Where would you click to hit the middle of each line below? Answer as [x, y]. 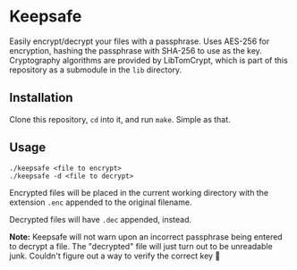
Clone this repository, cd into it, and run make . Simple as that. [120, 119]
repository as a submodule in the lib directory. [96, 70]
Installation [41, 98]
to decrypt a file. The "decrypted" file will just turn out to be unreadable [141, 246]
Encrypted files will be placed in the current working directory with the [139, 192]
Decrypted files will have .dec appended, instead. [101, 219]
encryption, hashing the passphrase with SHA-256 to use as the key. [136, 50]
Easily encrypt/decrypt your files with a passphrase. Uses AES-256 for [140, 41]
